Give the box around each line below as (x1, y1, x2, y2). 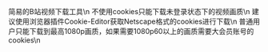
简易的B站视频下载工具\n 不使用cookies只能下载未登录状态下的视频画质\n (8, 7, 250, 16)
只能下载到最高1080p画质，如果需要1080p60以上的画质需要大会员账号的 (14, 27, 254, 35)
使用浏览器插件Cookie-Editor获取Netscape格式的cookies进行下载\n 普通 (14, 17, 254, 26)
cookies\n (8, 35, 42, 45)
